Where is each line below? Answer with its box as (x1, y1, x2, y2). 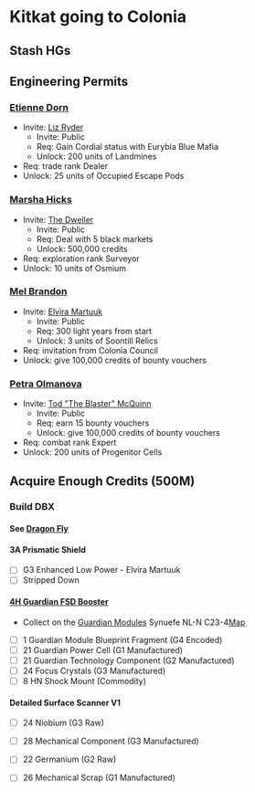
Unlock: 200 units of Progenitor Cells (22, 447, 163, 458)
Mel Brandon (9, 285, 68, 298)
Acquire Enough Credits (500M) (9, 473, 196, 489)
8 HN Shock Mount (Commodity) (22, 675, 147, 686)
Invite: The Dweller (22, 214, 94, 225)
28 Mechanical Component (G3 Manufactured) (22, 735, 199, 746)
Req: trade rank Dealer (22, 161, 108, 172)
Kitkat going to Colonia (9, 6, 187, 27)
